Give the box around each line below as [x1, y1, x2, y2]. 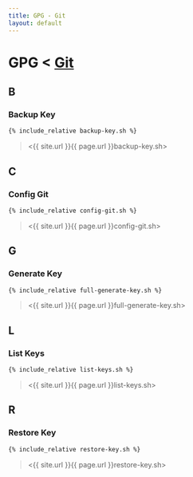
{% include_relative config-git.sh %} [8, 207, 137, 215]
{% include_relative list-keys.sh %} [8, 366, 134, 374]
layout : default [8, 19, 62, 27]
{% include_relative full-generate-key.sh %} [8, 286, 162, 294]
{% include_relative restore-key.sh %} [8, 445, 141, 453]
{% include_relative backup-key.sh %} [8, 127, 137, 136]
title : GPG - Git [8, 11, 66, 20]
